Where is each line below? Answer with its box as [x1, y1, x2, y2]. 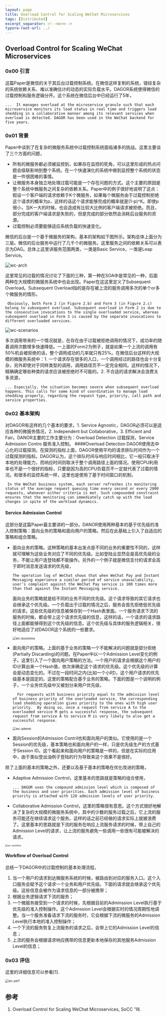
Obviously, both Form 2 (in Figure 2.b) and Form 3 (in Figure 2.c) [7, 301, 153, 306]
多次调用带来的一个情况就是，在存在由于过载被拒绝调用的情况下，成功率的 [5, 337, 158, 343]
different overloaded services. [5, 318, 72, 323]
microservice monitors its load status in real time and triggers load [5, 106, 157, 112]
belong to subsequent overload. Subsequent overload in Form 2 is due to [5, 306, 162, 311]
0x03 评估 [5, 957, 30, 964]
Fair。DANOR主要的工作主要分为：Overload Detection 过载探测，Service [5, 435, 155, 441]
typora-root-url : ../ [5, 26, 50, 31]
